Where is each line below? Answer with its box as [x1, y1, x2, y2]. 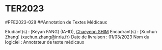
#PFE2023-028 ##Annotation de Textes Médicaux [5, 19, 107, 25]
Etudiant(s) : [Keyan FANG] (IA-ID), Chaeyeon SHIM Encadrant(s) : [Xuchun [5, 28, 157, 34]
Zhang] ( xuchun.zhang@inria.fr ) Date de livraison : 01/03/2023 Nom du [5, 34, 150, 40]
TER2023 [5, 3, 44, 14]
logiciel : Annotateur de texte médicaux [5, 39, 84, 45]
